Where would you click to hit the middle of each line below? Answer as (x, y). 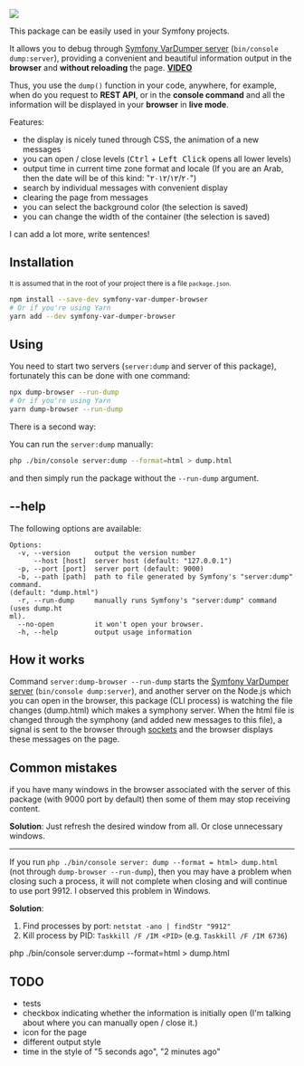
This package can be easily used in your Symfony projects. (119, 31)
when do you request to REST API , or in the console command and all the (147, 95)
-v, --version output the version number (107, 552)
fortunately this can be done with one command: (100, 376)
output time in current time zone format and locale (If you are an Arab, (153, 168)
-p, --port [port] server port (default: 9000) (111, 569)
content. (25, 809)
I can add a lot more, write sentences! (80, 234)
